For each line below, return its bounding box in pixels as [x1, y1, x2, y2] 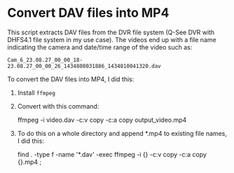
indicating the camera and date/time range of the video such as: [7, 43, 193, 51]
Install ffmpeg [17, 88, 56, 97]
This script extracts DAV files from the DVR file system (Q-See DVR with [7, 28, 215, 36]
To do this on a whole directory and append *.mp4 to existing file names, [17, 129, 228, 137]
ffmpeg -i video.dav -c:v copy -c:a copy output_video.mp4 [17, 116, 187, 124]
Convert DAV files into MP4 [7, 5, 170, 21]
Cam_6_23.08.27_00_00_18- [7, 56, 83, 64]
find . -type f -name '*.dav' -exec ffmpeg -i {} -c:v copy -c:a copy [17, 150, 207, 158]
